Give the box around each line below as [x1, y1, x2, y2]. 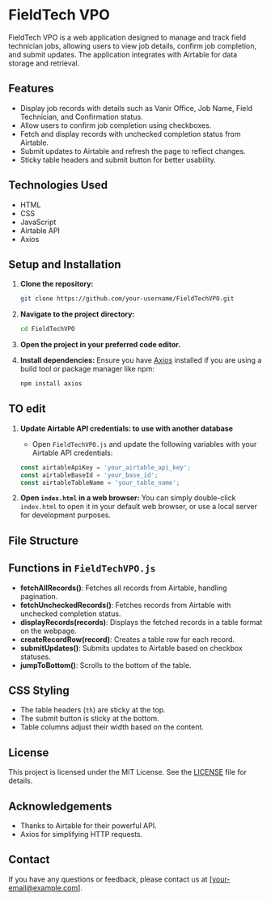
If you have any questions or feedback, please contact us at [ [8, 874, 213, 884]
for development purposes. [19, 510, 112, 520]
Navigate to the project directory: [19, 309, 135, 319]
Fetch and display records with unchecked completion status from [19, 129, 241, 138]
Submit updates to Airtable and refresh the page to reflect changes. [19, 146, 246, 155]
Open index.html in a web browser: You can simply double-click [19, 493, 236, 503]
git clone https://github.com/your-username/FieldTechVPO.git [19, 295, 235, 303]
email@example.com [8, 882, 78, 892]
